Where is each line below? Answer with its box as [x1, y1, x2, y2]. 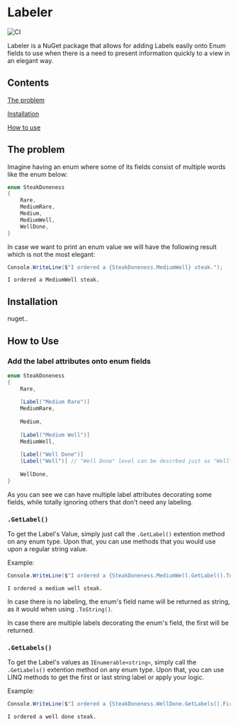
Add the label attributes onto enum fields [7, 356, 151, 366]
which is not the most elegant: [7, 250, 96, 258]
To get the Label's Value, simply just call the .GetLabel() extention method [7, 530, 225, 538]
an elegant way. [7, 56, 54, 64]
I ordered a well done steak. [7, 713, 97, 720]
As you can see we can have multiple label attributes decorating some [7, 490, 212, 499]
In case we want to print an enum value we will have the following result [7, 242, 217, 251]
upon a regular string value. [7, 545, 88, 553]
